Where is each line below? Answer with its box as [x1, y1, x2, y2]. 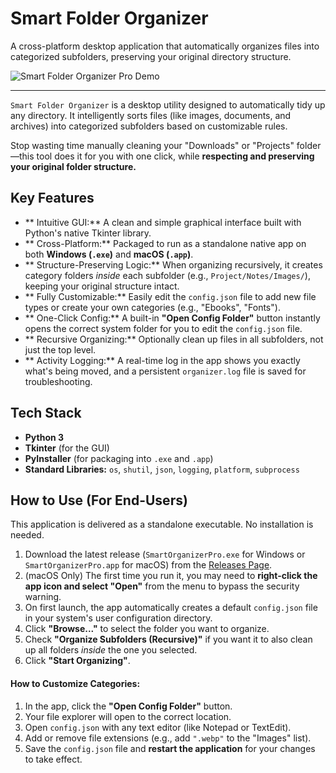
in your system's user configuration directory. [24, 612, 213, 624]
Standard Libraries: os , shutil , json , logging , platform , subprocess [24, 463, 300, 475]
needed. [10, 529, 45, 541]
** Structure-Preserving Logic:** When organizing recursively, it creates [24, 258, 323, 271]
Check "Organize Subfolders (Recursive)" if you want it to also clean [24, 633, 313, 646]
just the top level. [24, 343, 97, 356]
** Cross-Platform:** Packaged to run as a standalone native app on [24, 237, 307, 249]
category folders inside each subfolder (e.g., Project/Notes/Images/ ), [24, 269, 311, 281]
